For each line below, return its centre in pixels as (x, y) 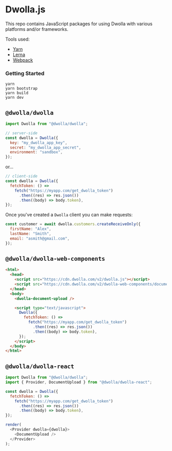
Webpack (23, 60)
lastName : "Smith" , (31, 234)
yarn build (17, 93)
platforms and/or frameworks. (37, 29)
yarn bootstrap (21, 88)
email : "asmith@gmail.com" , (40, 238)
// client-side (21, 176)
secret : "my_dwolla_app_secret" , (46, 148)
